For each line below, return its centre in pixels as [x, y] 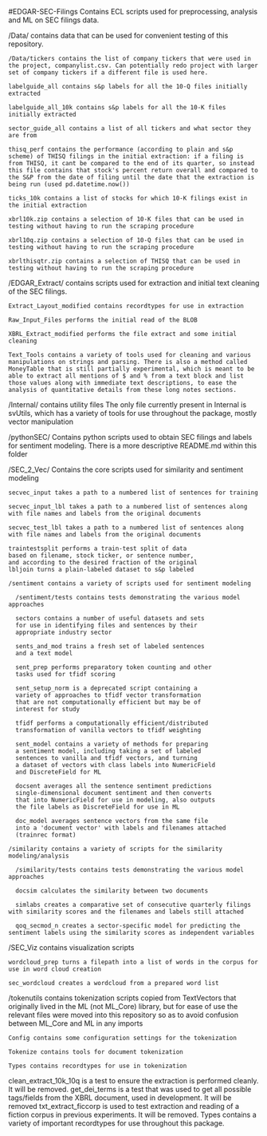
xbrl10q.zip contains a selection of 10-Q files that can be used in [126, 240]
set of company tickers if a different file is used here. [108, 73]
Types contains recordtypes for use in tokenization [98, 1066]
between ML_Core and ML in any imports [76, 1023]
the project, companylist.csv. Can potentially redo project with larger [133, 65]
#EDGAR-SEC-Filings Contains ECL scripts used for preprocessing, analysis [133, 12]
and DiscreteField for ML [59, 772]
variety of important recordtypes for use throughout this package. [116, 1123]
